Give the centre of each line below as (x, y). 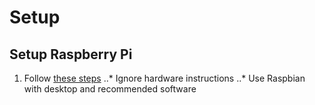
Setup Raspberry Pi (71, 54)
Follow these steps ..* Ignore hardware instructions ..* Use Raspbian (164, 78)
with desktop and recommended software (110, 89)
